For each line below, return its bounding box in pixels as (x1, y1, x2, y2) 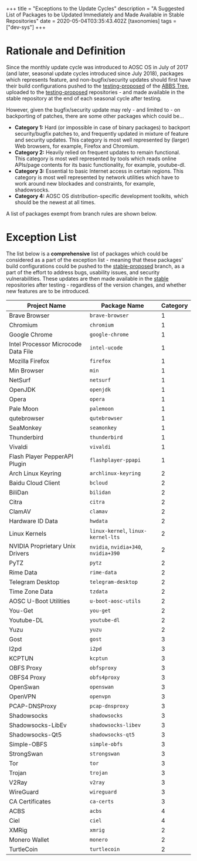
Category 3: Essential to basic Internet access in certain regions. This (14, 167, 184, 174)
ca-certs (90, 798, 114, 805)
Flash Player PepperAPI (9, 452, 74, 460)
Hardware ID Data (9, 517, 58, 525)
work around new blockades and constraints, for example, (14, 180, 155, 187)
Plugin (9, 459, 26, 468)
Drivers (9, 549, 29, 557)
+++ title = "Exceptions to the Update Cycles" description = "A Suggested (6, 5, 185, 12)
